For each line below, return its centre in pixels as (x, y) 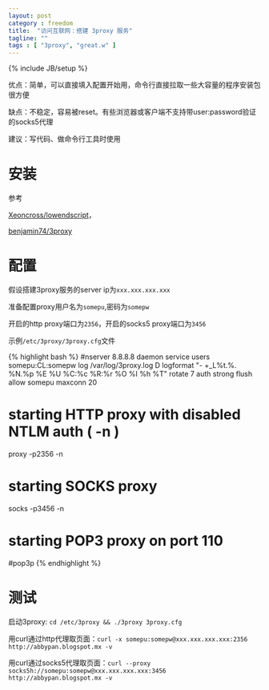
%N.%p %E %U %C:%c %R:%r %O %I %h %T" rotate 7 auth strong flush (130, 374)
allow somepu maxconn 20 (53, 382)
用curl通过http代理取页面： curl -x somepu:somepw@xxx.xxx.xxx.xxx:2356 (128, 639)
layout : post (30, 16)
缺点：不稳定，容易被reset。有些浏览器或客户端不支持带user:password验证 (132, 112)
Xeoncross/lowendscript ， (52, 215)
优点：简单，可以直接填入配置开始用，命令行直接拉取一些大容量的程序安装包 (134, 85)
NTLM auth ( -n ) (64, 432)
